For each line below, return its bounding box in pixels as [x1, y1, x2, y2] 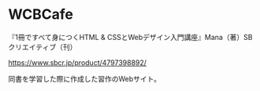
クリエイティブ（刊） [8, 42, 77, 52]
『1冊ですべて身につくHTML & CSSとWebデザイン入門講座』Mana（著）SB [8, 32, 253, 42]
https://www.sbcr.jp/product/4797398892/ [8, 57, 147, 67]
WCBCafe [8, 5, 73, 24]
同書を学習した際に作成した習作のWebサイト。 [8, 74, 162, 83]
